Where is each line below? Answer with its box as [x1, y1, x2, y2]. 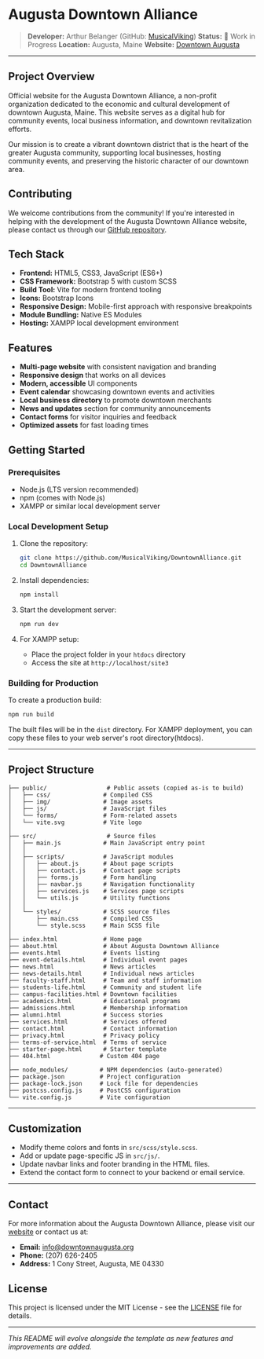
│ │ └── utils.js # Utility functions [8, 894, 170, 902]
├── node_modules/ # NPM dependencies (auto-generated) [8, 1066, 223, 1074]
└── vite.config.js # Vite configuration [8, 1093, 170, 1101]
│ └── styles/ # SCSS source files [8, 907, 170, 916]
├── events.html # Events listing [8, 949, 159, 957]
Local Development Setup [8, 521, 108, 532]
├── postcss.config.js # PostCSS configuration [8, 1086, 181, 1094]
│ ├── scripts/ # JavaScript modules [8, 852, 174, 861]
